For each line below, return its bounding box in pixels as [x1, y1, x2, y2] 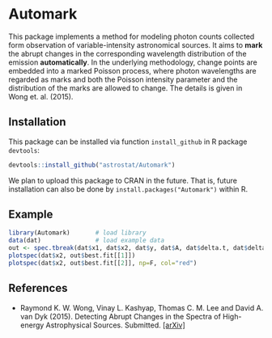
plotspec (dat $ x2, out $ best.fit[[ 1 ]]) [8, 251, 136, 260]
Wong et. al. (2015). [8, 91, 74, 101]
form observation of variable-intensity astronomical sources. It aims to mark [8, 40, 263, 49]
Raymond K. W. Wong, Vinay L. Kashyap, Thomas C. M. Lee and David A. [19, 302, 264, 312]
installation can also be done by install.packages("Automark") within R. [8, 184, 249, 194]
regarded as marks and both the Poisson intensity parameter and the [8, 74, 238, 84]
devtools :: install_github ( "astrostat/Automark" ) [8, 161, 176, 169]
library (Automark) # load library [8, 229, 147, 237]
